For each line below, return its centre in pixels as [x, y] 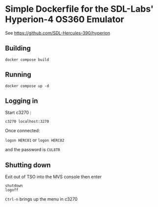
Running [18, 75]
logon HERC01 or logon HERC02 [35, 140]
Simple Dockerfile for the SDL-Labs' [79, 9]
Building [18, 48]
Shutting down [28, 165]
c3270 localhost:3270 [27, 122]
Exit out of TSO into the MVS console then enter [53, 177]
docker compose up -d [27, 86]
